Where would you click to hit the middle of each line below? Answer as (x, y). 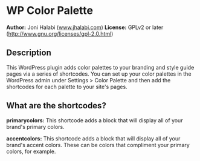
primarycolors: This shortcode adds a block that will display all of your (95, 120)
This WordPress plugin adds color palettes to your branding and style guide (100, 67)
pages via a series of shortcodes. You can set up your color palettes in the (99, 74)
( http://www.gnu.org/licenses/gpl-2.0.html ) (60, 33)
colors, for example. (31, 151)
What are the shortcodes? (56, 106)
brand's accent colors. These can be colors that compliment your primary (98, 145)
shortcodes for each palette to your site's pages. (67, 87)
